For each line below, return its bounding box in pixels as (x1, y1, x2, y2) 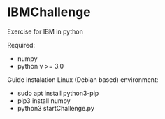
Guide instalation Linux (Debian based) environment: (7, 75, 159, 84)
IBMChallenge (7, 4, 91, 20)
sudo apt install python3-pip (17, 89, 99, 97)
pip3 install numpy (17, 96, 71, 105)
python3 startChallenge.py (17, 104, 94, 112)
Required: (7, 41, 36, 49)
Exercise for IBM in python (7, 27, 84, 36)
